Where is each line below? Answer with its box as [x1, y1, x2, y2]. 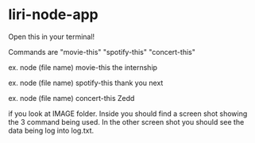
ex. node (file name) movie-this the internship [8, 62, 157, 72]
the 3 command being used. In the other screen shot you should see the [8, 117, 245, 126]
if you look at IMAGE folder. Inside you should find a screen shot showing [8, 109, 248, 118]
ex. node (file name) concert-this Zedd [8, 93, 135, 102]
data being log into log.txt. [8, 126, 95, 135]
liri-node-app [8, 6, 99, 24]
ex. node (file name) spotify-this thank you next [8, 78, 164, 87]
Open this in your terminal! [8, 32, 95, 41]
